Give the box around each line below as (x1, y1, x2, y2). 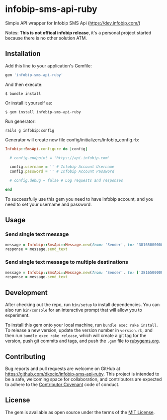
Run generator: (5, 118, 36, 124)
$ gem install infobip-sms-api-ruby (5, 109, 81, 114)
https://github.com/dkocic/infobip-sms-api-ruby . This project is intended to (5, 371, 160, 377)
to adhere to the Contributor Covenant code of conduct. (5, 381, 120, 388)
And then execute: (5, 81, 43, 87)
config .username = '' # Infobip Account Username (9, 164, 114, 169)
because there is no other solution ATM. (5, 35, 87, 41)
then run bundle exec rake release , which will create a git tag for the (5, 333, 147, 339)
